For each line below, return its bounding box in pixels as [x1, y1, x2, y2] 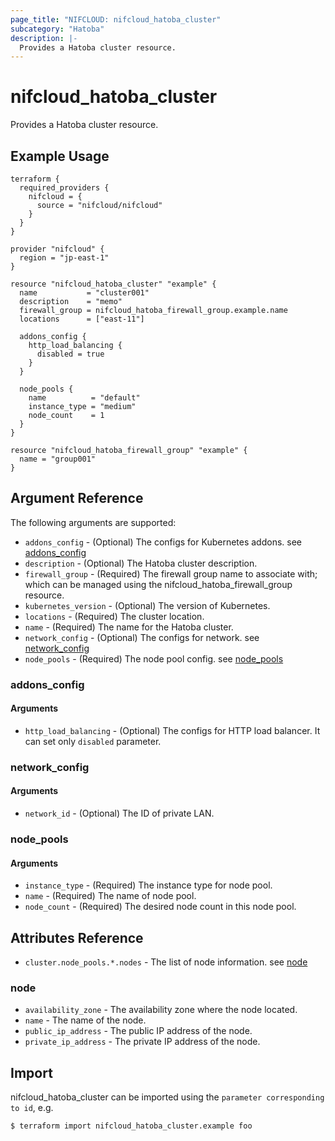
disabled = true [36, 349, 105, 359]
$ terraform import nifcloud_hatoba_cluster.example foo [10, 1121, 253, 1131]
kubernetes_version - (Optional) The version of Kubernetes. [24, 599, 271, 611]
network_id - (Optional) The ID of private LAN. [24, 807, 215, 820]
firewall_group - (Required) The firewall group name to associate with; [24, 567, 318, 580]
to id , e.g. [10, 1102, 54, 1114]
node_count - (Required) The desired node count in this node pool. [24, 901, 297, 913]
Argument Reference [10, 490, 144, 507]
